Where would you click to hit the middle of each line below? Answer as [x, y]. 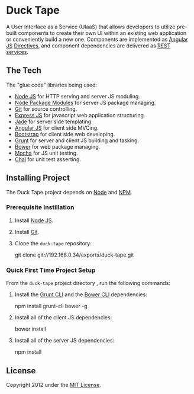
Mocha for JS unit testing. [46, 153]
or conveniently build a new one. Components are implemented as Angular [97, 39]
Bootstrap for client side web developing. [65, 134]
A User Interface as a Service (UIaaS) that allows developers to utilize [91, 27]
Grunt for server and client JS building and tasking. [77, 140]
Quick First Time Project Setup [51, 270]
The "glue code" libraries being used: [52, 85]
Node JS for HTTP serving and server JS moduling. [77, 96]
